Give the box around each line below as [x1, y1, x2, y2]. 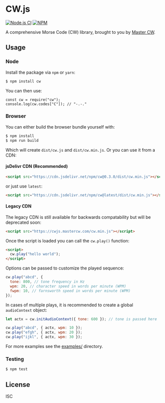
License [5, 380, 30, 389]
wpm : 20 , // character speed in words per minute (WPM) [10, 284, 126, 289]
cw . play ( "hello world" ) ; [10, 252, 61, 257]
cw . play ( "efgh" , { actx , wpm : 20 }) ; [5, 330, 83, 335]
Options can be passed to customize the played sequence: [5, 265, 124, 271]
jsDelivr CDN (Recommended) [5, 163, 68, 169]
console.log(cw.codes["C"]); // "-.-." [5, 102, 87, 107]
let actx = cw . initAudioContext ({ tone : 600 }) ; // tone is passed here [5, 317, 157, 322]
